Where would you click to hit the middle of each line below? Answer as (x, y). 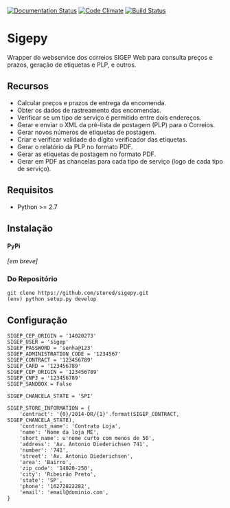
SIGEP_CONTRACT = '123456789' (50, 360)
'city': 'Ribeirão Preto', (58, 474)
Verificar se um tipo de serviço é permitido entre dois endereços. (109, 118)
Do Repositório (33, 279)
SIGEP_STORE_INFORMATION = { (49, 408)
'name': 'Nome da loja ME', (59, 432)
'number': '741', (44, 450)
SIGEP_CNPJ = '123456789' (44, 378)
